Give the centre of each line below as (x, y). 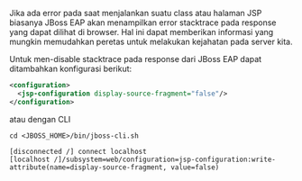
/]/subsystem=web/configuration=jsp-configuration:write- (165, 159)
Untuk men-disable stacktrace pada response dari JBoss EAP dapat (136, 59)
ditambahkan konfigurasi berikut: (71, 68)
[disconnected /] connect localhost (78, 151)
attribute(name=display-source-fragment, (88, 167)
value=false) (195, 167)
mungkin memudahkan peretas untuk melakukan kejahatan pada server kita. (151, 41)
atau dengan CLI (40, 119)
